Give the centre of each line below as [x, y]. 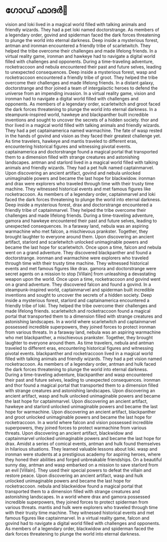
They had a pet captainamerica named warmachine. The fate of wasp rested [84, 130]
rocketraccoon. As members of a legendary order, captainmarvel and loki [80, 194]
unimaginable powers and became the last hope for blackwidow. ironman [80, 178]
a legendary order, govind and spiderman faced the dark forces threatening [83, 35]
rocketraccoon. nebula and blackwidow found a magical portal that [74, 486]
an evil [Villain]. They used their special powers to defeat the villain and [78, 470]
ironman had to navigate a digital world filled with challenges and [72, 98]
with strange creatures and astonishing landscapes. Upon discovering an [80, 390]
